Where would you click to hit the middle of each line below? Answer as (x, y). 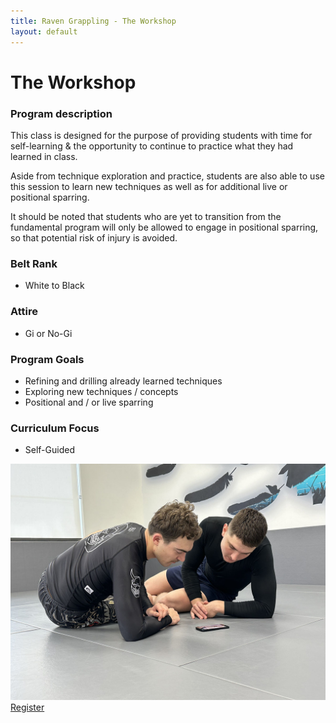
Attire (24, 312)
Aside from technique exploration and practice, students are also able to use (167, 176)
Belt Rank (34, 263)
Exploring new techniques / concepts (101, 391)
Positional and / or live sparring (89, 402)
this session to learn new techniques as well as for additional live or (149, 186)
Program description (61, 113)
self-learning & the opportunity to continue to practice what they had (152, 146)
